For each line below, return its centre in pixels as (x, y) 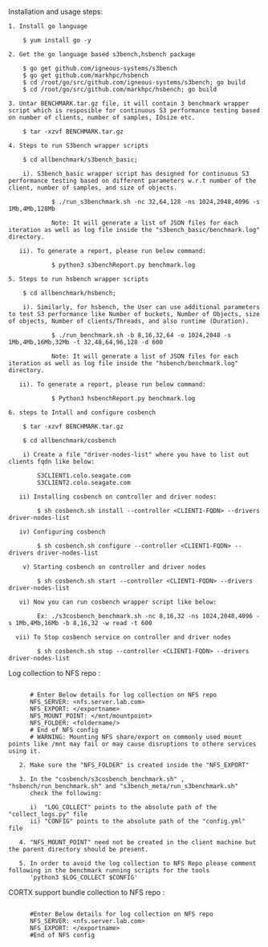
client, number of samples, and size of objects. (93, 188)
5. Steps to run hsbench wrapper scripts (79, 279)
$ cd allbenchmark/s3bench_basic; (80, 160)
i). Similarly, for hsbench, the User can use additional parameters (142, 307)
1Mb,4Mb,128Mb (32, 209)
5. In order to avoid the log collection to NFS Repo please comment (138, 864)
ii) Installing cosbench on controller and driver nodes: (118, 497)
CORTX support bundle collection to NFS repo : (87, 892)
